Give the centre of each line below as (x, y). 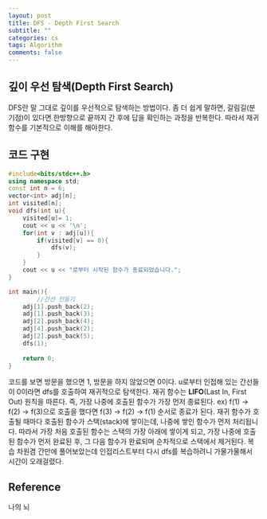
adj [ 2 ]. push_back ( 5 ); (58, 336)
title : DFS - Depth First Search (64, 23)
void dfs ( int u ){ (37, 211)
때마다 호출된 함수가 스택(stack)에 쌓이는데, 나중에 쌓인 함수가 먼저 (127, 422)
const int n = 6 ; (37, 189)
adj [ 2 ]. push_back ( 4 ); (58, 322)
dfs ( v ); (64, 248)
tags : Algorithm (35, 45)
